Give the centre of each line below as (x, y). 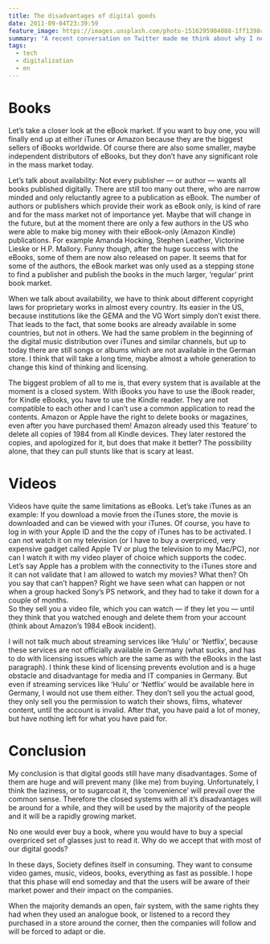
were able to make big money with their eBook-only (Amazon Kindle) (122, 231)
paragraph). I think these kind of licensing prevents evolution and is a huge (132, 667)
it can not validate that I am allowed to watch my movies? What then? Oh (129, 574)
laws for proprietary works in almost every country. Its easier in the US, (126, 307)
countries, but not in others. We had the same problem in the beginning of (131, 333)
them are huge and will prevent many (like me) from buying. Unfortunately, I (133, 781)
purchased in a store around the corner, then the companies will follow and (133, 922)
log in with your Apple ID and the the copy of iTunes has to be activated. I (130, 532)
